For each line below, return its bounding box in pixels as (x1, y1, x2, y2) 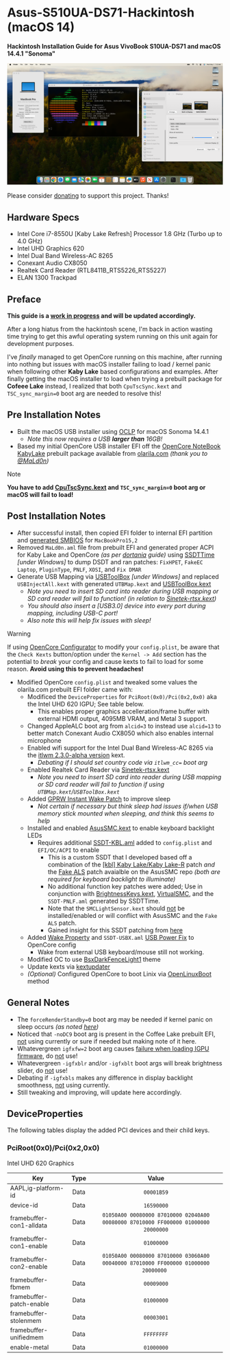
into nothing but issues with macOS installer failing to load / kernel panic (7, 360, 211, 369)
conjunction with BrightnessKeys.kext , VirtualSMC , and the (47, 889, 214, 897)
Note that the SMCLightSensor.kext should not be (47, 904, 186, 912)
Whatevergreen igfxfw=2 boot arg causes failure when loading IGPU (16, 1044, 209, 1052)
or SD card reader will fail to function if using (37, 780, 165, 788)
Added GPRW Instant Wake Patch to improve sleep (27, 794, 171, 803)
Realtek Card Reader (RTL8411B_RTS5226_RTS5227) (16, 266, 166, 275)
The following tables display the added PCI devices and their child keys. (7, 1126, 210, 1134)
